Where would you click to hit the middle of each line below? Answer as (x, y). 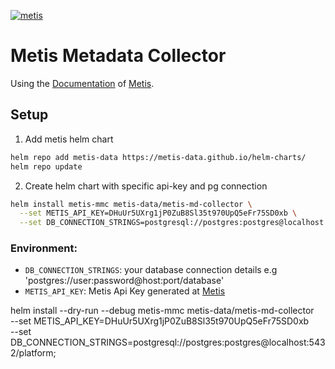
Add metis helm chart (69, 139)
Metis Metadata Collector (118, 56)
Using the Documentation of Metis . (82, 83)
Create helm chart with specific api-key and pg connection (146, 186)
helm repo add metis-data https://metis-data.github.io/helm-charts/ (158, 157)
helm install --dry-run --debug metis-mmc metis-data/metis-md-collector (162, 311)
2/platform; (33, 353)
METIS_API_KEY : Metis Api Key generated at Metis (125, 291)
